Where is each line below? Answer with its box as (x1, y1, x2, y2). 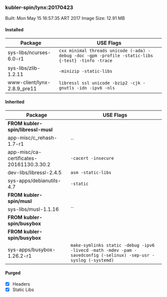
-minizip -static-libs (59, 68, 113, 74)
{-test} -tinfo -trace (59, 58, 113, 63)
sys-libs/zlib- (7, 64, 41, 71)
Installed (5, 26, 24, 32)
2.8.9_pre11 (7, 85, 37, 92)
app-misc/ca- (7, 148, 42, 155)
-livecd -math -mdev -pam (70, 247, 132, 253)
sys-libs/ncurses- (7, 49, 51, 56)
